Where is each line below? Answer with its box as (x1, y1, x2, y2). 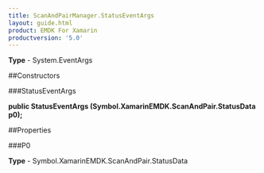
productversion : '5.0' (8, 33, 83, 42)
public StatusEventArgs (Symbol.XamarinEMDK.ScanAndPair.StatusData (8, 102, 256, 111)
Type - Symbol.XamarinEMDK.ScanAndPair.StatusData (8, 156, 188, 166)
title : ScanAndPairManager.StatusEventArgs (8, 11, 155, 20)
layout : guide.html (8, 19, 73, 27)
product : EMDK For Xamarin (8, 26, 98, 34)
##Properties (8, 125, 52, 135)
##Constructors (8, 71, 60, 80)
